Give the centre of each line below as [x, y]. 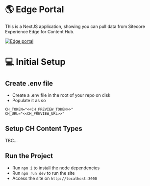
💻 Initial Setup [35, 62]
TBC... [12, 140]
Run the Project [29, 156]
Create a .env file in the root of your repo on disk [61, 95]
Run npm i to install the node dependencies [56, 168]
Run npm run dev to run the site [43, 173]
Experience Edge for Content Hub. [40, 31]
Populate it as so [29, 100]
